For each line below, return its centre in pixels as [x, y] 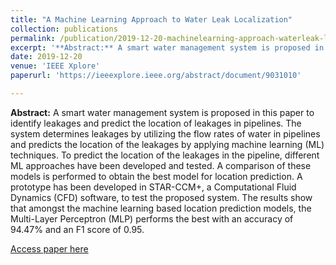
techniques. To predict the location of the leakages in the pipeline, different [165, 155]
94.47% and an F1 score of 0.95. [77, 229]
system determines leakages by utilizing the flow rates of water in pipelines [165, 133]
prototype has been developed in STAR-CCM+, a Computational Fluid [153, 187]
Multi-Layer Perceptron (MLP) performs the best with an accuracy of [152, 218]
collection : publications [64, 29]
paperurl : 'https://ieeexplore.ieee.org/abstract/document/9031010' [156, 76]
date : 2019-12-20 [46, 57]
